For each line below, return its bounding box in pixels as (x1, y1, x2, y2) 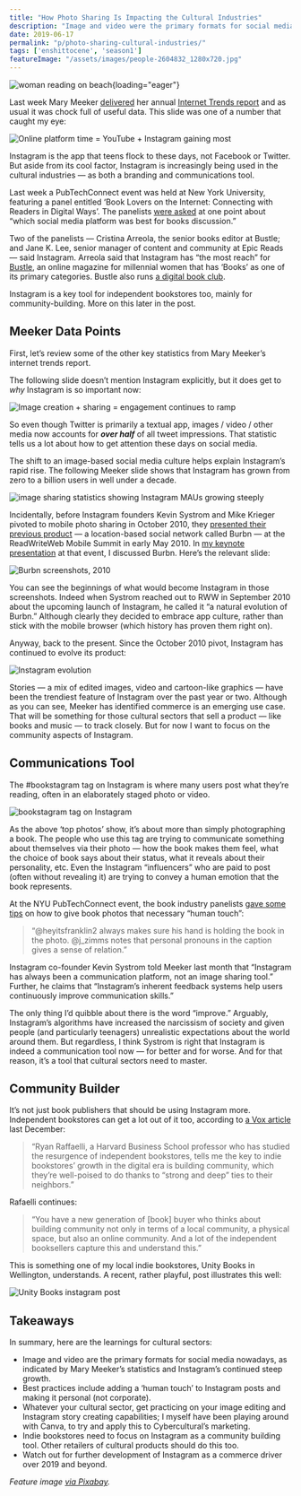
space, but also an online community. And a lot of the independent (30, 1233, 278, 1244)
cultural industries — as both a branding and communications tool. (9, 170, 255, 180)
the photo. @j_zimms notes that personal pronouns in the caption (30, 935, 272, 945)
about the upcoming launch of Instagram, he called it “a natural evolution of (9, 601, 288, 612)
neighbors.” (30, 1179, 74, 1190)
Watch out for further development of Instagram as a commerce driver (21, 1449, 282, 1460)
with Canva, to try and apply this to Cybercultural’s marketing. (21, 1421, 251, 1431)
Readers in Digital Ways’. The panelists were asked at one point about (9, 206, 266, 216)
